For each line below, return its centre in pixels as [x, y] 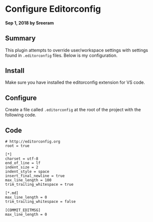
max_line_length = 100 [28, 180]
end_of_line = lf [23, 163]
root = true [17, 146]
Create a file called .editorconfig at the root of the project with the [73, 110]
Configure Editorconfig [53, 9]
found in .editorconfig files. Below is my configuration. [61, 55]
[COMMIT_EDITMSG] [23, 210]
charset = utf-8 [22, 159]
